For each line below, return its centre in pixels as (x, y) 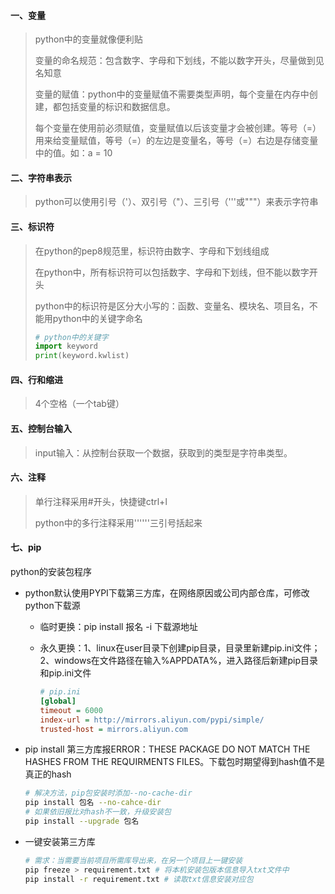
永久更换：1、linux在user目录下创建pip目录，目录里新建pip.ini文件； (180, 648)
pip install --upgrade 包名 (82, 821)
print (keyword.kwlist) (82, 356)
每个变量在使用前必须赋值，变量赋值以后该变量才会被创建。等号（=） (178, 128)
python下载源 (52, 606)
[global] (58, 701)
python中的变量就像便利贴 (88, 39)
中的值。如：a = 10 (73, 153)
